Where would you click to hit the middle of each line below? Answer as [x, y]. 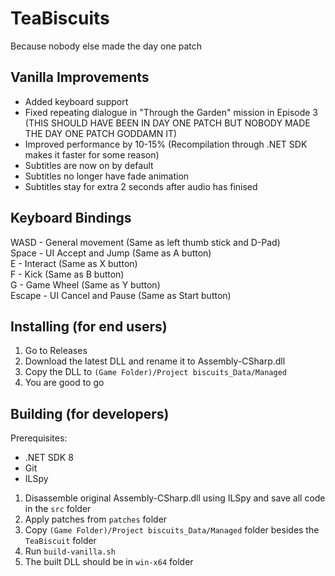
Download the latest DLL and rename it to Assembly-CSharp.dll [155, 361]
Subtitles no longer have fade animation [107, 176]
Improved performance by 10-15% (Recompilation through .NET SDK [166, 144]
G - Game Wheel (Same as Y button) [85, 284]
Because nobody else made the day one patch [106, 46]
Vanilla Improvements [80, 77]
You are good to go [64, 383]
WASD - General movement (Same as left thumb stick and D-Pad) [145, 242]
